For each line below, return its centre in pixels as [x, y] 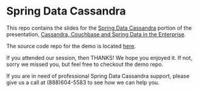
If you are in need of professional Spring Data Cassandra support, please [98, 76]
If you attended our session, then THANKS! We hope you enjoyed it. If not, [100, 57]
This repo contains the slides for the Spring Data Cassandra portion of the [99, 28]
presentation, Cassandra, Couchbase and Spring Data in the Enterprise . [96, 34]
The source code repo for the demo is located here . [71, 46]
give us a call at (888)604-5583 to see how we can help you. [83, 82]
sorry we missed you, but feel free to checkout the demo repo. [85, 64]
